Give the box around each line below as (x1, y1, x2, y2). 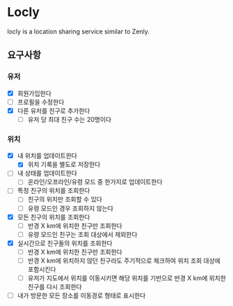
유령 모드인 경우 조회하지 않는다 (27, 204, 113, 213)
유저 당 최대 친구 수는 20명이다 (27, 115, 112, 123)
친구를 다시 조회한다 (27, 283, 82, 291)
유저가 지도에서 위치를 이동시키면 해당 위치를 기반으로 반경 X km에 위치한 (27, 273, 226, 282)
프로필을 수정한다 (17, 98, 65, 106)
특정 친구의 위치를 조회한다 (17, 186, 90, 195)
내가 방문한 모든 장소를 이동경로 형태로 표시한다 (17, 291, 146, 300)
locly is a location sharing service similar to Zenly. (7, 27, 150, 36)
